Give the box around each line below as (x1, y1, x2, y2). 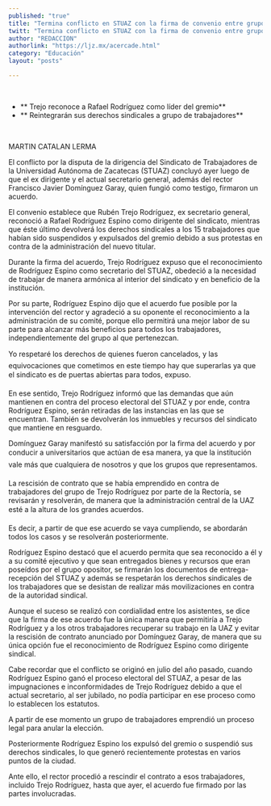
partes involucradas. (8, 788, 77, 798)
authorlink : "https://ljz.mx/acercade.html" (8, 42, 161, 50)
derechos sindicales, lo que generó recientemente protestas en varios (8, 747, 241, 757)
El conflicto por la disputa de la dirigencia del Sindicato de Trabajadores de (8, 157, 258, 166)
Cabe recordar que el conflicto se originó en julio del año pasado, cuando (8, 664, 252, 674)
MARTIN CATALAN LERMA (8, 141, 97, 151)
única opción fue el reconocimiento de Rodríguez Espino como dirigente (8, 640, 248, 650)
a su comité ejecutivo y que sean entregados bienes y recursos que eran (8, 556, 251, 565)
